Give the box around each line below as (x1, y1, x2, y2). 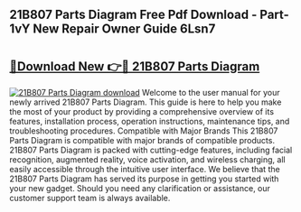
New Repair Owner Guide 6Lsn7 (33, 22, 216, 37)
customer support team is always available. (9, 193, 171, 203)
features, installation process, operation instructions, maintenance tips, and (9, 116, 290, 126)
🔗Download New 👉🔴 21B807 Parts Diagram (9, 59, 260, 74)
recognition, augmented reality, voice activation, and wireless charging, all (9, 154, 287, 165)
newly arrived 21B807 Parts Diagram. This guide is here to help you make (9, 97, 282, 107)
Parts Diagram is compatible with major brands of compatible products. (9, 135, 276, 145)
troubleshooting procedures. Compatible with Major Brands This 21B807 (9, 125, 278, 136)
